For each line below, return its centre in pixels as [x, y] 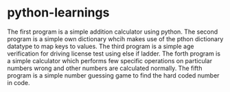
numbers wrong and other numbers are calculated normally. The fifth [105, 68]
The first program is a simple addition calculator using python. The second [113, 32]
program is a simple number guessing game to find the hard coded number [113, 75]
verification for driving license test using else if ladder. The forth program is [114, 54]
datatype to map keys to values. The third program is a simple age [101, 46]
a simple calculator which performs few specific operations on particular [110, 60]
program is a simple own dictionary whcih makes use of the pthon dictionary [115, 38]
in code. [19, 82]
